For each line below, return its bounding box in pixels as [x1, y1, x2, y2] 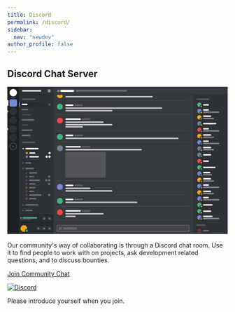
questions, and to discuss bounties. [7, 256, 110, 264]
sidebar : [7, 26, 33, 33]
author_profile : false [7, 41, 73, 48]
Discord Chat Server [7, 67, 98, 80]
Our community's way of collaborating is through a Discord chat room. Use [7, 241, 224, 250]
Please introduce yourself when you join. [7, 297, 124, 305]
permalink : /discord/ [7, 18, 71, 26]
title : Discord [7, 11, 52, 18]
